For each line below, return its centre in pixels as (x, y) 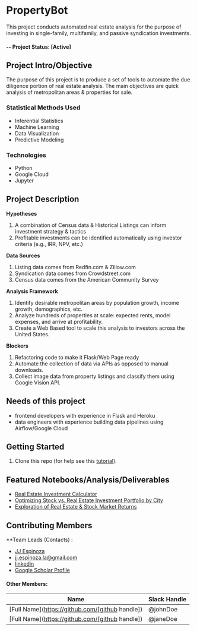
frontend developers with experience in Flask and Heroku (85, 415)
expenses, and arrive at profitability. (59, 321)
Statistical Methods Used (43, 108)
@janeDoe (163, 619)
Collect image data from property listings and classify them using (95, 376)
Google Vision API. (37, 382)
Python (23, 168)
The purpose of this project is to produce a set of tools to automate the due (98, 80)
